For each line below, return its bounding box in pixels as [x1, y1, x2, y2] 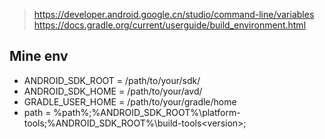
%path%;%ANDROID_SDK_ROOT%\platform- [53, 106, 241, 118]
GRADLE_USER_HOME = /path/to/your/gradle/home [23, 95, 237, 108]
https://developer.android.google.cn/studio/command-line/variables [33, 9, 315, 20]
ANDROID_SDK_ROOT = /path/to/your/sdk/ [23, 74, 201, 86]
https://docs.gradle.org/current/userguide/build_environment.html [33, 19, 307, 31]
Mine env [9, 48, 69, 65]
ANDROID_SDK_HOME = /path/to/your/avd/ [23, 85, 203, 97]
